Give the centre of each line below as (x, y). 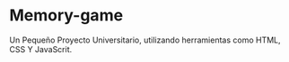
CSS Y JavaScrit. (41, 49)
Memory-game (66, 15)
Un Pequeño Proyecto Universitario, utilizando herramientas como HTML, (145, 40)
